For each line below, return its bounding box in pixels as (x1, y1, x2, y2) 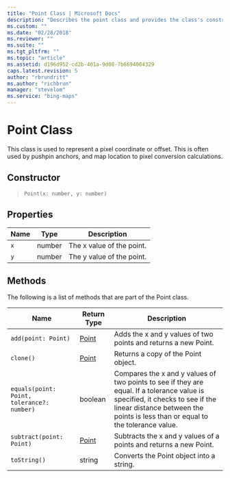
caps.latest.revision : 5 (7, 67, 78, 74)
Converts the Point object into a (114, 451, 216, 461)
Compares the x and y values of (114, 369, 217, 379)
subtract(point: (10, 433, 64, 441)
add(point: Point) (10, 335, 71, 342)
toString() (10, 456, 46, 464)
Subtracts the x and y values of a (114, 431, 220, 441)
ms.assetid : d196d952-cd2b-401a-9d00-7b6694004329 (7, 61, 155, 68)
